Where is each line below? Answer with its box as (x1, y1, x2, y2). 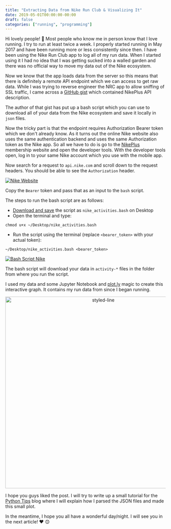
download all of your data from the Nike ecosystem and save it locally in (5, 110, 156, 116)
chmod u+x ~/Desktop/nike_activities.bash (5, 223, 97, 228)
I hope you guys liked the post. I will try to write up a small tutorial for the (5, 493, 158, 499)
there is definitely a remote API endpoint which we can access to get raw (5, 78, 159, 84)
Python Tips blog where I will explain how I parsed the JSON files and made (5, 498, 164, 504)
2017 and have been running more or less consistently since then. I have (5, 47, 157, 53)
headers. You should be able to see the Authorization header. (5, 168, 135, 174)
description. (5, 95, 31, 101)
